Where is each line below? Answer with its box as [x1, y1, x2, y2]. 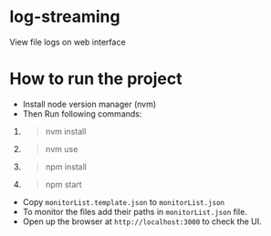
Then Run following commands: [22, 108, 142, 119]
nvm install [45, 126, 87, 137]
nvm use [45, 143, 78, 154]
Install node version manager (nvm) [22, 98, 157, 109]
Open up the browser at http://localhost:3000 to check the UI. [22, 216, 262, 227]
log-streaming [9, 6, 120, 27]
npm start [45, 179, 82, 190]
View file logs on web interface [9, 36, 126, 47]
